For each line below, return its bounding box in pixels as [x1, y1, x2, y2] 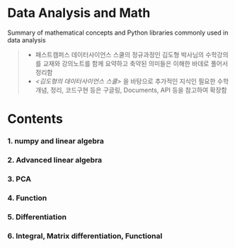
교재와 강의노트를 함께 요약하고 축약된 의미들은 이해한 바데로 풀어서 [42, 59, 229, 68]
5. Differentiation [7, 212, 67, 222]
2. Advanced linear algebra [7, 155, 103, 165]
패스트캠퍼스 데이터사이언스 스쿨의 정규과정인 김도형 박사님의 [35, 50, 204, 59]
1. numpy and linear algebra [7, 136, 105, 146]
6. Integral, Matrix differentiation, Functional [7, 231, 163, 241]
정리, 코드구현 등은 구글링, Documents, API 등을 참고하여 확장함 [50, 85, 228, 94]
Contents [7, 111, 64, 127]
